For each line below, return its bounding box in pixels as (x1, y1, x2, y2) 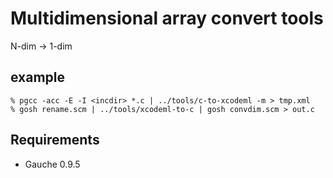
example (10, 69, 66, 86)
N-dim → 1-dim (10, 40, 73, 52)
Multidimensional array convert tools (10, 7, 324, 30)
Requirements (10, 132, 100, 149)
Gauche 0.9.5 (24, 158, 81, 170)
